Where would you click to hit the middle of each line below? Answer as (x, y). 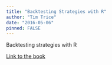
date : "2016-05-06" (30, 22)
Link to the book (26, 56)
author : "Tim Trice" (32, 17)
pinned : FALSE (24, 28)
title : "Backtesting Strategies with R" (57, 12)
